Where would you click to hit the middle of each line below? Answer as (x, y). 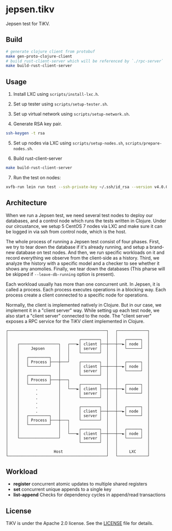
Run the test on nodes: (37, 177)
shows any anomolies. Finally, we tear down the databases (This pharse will (85, 269)
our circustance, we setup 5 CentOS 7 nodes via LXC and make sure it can (84, 226)
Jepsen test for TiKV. (28, 24)
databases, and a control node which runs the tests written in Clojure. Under (86, 221)
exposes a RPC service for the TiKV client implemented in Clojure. (75, 321)
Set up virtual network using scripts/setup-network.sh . (71, 114)
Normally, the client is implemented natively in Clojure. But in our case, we (84, 305)
